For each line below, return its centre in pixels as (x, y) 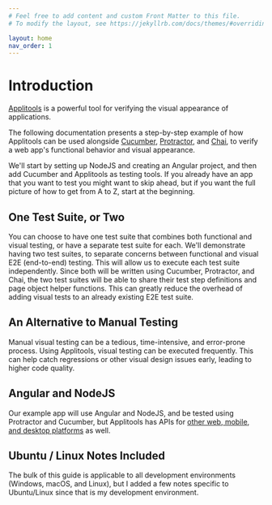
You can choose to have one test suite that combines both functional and (130, 237)
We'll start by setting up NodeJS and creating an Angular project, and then (133, 166)
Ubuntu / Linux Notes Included (87, 456)
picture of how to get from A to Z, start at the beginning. (102, 192)
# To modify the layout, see (57, 24)
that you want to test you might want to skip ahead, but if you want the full (132, 183)
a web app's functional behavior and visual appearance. (102, 150)
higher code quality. (42, 368)
